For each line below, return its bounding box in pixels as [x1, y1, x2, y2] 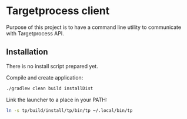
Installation [6, 47, 48, 57]
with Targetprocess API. [6, 29, 65, 37]
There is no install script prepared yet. [6, 62, 98, 70]
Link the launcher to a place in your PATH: [6, 96, 108, 103]
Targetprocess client [6, 4, 110, 18]
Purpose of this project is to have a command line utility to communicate [6, 24, 181, 31]
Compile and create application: [6, 74, 84, 81]
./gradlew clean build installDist [6, 85, 93, 91]
